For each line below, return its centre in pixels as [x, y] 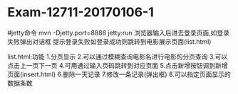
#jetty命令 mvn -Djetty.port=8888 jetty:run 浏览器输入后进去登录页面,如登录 [119, 33]
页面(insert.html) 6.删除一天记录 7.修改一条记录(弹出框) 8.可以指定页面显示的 [119, 74]
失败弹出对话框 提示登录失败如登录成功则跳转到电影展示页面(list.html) [109, 41]
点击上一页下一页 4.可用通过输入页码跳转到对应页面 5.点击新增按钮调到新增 [118, 65]
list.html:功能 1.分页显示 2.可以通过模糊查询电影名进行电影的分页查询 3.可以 [118, 57]
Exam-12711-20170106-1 [81, 12]
